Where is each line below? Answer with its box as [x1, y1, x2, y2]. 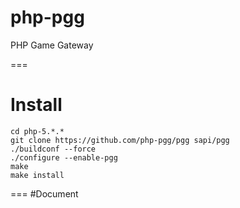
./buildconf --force [10, 144, 97, 154]
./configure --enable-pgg [10, 152, 118, 163]
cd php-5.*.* [10, 126, 65, 136]
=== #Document [10, 187, 79, 200]
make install [10, 170, 65, 180]
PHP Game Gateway [10, 39, 94, 51]
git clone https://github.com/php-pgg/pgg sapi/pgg [10, 135, 230, 145]
